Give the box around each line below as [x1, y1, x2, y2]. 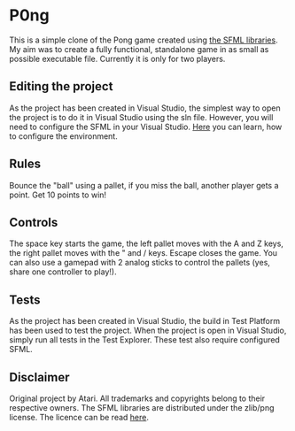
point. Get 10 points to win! [9, 189, 107, 200]
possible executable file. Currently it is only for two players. [9, 53, 226, 64]
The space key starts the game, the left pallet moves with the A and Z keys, [9, 238, 283, 249]
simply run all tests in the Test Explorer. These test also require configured [9, 335, 281, 345]
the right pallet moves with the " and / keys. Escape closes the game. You [9, 248, 277, 258]
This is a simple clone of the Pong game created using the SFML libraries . [9, 35, 278, 45]
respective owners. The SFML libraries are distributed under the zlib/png [9, 403, 275, 412]
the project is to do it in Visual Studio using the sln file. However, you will [9, 112, 274, 122]
